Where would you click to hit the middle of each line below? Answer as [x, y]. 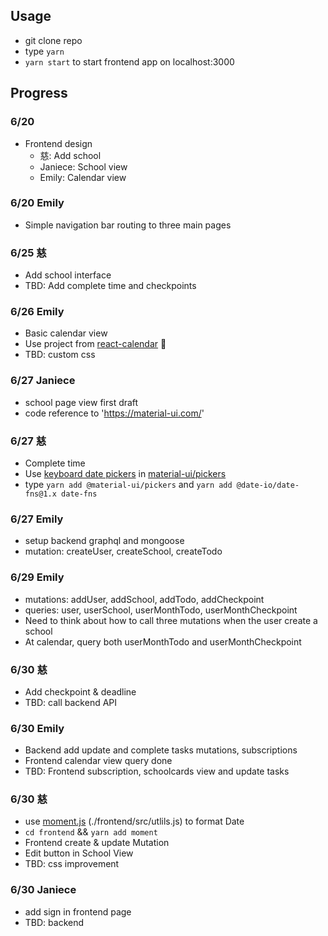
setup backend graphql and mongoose [104, 541]
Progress [39, 93]
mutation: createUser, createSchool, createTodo [123, 551]
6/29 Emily [37, 577]
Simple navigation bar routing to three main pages [128, 225]
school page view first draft [81, 402]
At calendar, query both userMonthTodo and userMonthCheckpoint [163, 641]
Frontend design [58, 143]
